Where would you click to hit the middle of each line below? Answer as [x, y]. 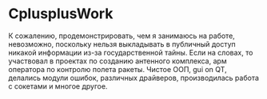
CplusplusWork [61, 14]
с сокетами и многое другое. [58, 86]
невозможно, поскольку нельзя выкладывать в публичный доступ [122, 44]
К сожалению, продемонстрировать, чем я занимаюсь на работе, [122, 36]
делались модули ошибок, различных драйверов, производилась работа [134, 78]
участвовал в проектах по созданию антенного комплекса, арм [118, 61]
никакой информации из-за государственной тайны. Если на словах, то [131, 52]
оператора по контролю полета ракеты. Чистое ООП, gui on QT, [118, 69]
